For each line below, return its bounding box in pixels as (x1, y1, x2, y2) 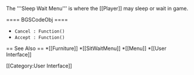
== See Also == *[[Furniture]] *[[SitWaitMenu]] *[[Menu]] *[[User (6, 45, 167, 52)
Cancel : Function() (14, 28, 65, 34)
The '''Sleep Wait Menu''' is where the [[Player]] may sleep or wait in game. (6, 5, 189, 12)
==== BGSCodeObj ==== (6, 16, 69, 23)
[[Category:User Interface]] (6, 62, 72, 69)
